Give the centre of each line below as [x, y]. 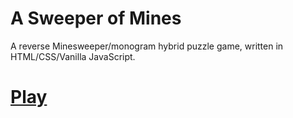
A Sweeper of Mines [96, 18]
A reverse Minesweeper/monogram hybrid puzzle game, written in [147, 46]
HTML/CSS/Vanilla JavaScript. [73, 56]
